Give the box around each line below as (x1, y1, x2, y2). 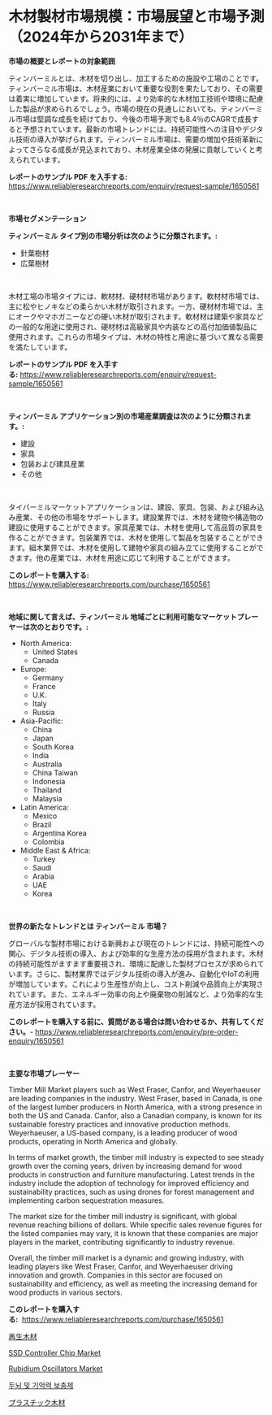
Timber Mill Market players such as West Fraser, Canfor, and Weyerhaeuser (8, 1084, 261, 1094)
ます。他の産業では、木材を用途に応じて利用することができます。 (15, 553, 235, 562)
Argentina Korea (32, 828, 87, 838)
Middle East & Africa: (19, 845, 91, 855)
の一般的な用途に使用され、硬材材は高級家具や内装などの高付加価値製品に (8, 322, 258, 332)
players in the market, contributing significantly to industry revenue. (8, 1237, 235, 1247)
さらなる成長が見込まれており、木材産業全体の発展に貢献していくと (28, 144, 257, 154)
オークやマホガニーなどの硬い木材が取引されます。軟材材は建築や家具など (15, 311, 264, 321)
